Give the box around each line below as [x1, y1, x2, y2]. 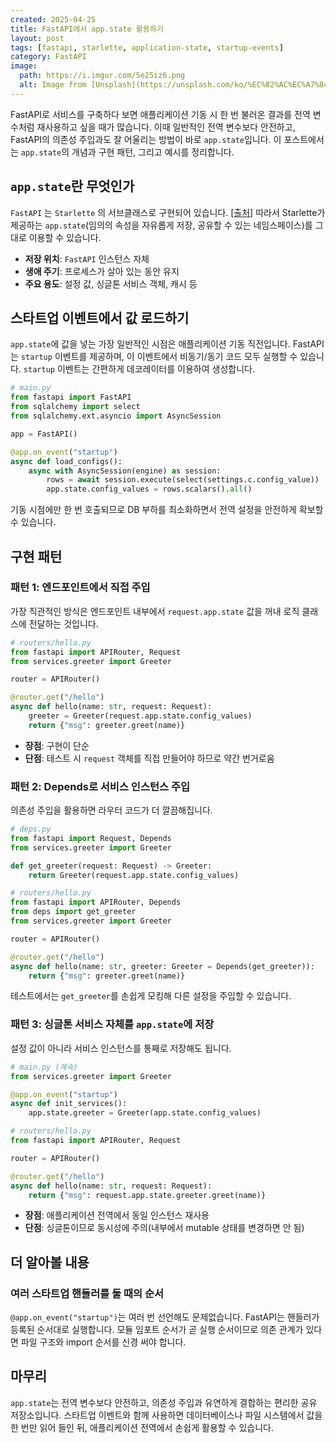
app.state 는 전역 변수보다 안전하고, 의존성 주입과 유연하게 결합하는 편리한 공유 [10, 1396, 318, 1408]
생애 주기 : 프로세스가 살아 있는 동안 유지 [24, 265, 180, 277]
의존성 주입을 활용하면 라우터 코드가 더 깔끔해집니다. [10, 804, 213, 816]
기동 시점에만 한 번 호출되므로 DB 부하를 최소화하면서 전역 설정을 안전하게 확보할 [10, 504, 324, 516]
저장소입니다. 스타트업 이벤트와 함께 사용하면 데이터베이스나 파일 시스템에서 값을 [10, 1409, 323, 1421]
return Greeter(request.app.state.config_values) [28, 870, 240, 880]
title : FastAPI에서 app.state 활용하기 [10, 24, 164, 34]
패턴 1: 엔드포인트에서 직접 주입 [10, 581, 151, 595]
